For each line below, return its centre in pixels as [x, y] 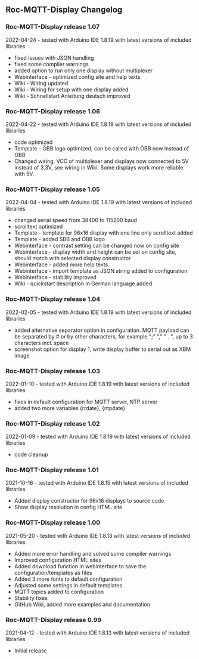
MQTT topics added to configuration [59, 592]
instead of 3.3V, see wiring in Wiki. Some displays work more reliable [99, 167]
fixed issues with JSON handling [54, 58]
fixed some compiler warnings [51, 64]
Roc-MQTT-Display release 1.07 [52, 27]
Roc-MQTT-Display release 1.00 [53, 523]
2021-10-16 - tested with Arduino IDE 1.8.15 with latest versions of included [97, 483]
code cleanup [31, 455]
